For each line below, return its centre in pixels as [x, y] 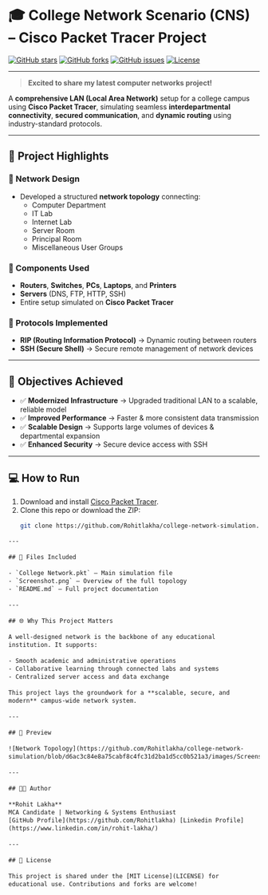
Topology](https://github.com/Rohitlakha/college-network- [144, 748]
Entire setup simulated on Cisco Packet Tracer [97, 302]
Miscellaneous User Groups [77, 247]
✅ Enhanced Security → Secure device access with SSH [114, 444]
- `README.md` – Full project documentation [83, 589]
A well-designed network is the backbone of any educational [112, 637]
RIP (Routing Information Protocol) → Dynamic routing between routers [138, 341]
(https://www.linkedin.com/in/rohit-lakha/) [83, 828]
